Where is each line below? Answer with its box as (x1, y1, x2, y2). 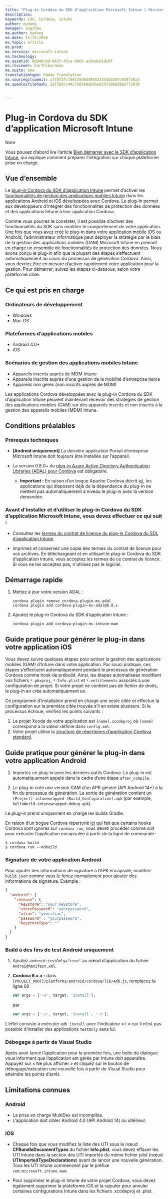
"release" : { (14, 897, 41, 902)
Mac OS (12, 318, 29, 324)
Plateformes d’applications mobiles (5, 330, 93, 337)
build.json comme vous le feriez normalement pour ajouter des (5, 873, 137, 879)
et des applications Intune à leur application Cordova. (5, 209, 115, 215)
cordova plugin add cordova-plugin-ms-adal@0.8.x (12, 603, 118, 608)
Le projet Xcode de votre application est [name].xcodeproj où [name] (12, 718, 153, 724)
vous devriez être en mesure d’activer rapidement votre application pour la (5, 261, 159, 267)
